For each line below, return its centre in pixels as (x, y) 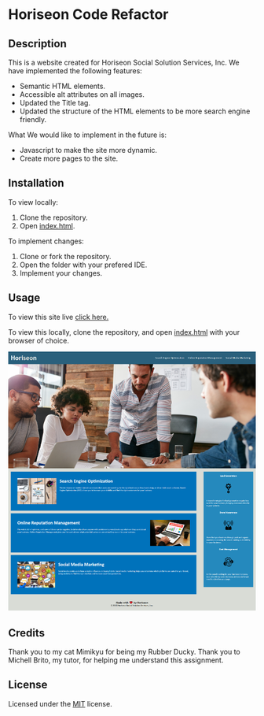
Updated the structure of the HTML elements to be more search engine (135, 111)
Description (37, 44)
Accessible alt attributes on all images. (82, 95)
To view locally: (33, 202)
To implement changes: (46, 241)
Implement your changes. (61, 273)
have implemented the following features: (75, 71)
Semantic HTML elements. (62, 86)
